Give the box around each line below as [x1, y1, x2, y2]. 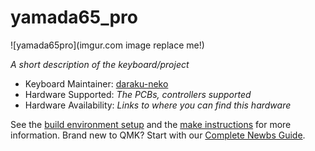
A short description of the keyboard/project [10, 58, 190, 70]
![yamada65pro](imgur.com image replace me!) [10, 39, 205, 51]
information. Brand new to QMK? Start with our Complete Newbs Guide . [10, 129, 306, 141]
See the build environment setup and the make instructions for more [10, 118, 292, 130]
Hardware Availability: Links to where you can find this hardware [24, 99, 292, 111]
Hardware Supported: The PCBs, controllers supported [24, 88, 252, 100]
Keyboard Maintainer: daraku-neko [24, 77, 169, 90]
